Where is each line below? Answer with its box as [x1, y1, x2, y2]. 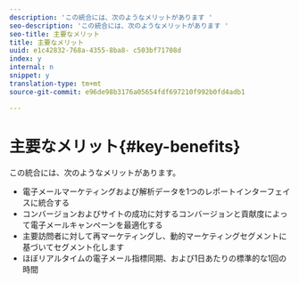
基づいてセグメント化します [21, 242, 125, 253]
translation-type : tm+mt [9, 79, 102, 88]
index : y [9, 54, 42, 63]
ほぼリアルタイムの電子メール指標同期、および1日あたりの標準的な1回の [21, 253, 287, 263]
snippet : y [9, 71, 50, 80]
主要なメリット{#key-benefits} [9, 136, 241, 157]
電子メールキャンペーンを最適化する [29, 220, 163, 230]
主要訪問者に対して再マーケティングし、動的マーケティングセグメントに [21, 230, 287, 241]
